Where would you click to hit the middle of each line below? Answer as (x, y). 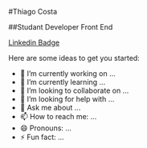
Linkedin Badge (34, 42)
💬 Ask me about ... (50, 108)
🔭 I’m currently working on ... (67, 74)
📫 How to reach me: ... (58, 116)
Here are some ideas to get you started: (74, 58)
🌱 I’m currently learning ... (63, 82)
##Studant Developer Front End (61, 27)
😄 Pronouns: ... (46, 128)
